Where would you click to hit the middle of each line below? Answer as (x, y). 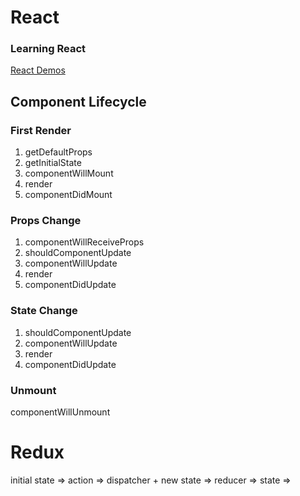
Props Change (46, 221)
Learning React (48, 49)
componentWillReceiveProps (84, 242)
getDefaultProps (58, 152)
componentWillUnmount (60, 412)
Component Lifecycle (78, 101)
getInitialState (53, 163)
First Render (41, 130)
